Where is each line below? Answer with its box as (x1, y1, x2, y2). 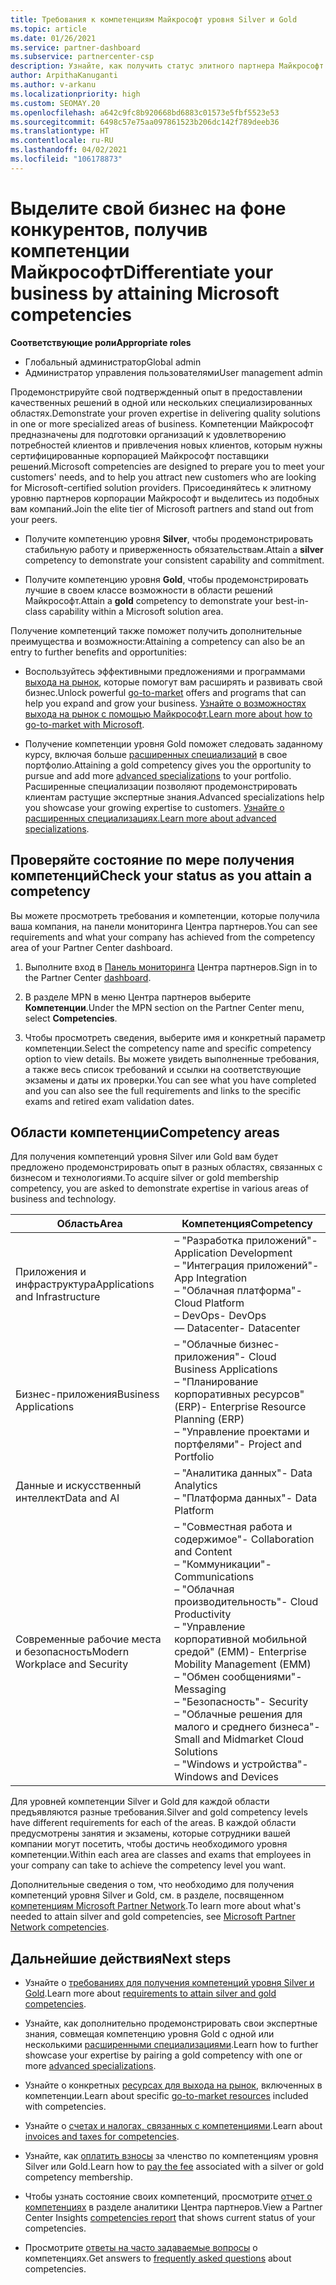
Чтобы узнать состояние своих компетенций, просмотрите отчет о (24, 2191, 313, 2203)
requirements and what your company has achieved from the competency (10, 931, 316, 943)
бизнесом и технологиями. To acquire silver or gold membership (10, 1172, 280, 1184)
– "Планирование (174, 1375, 259, 1389)
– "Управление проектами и (174, 1425, 310, 1439)
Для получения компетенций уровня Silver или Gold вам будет (10, 1151, 279, 1163)
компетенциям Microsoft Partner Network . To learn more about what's (10, 1900, 302, 1912)
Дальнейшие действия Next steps (10, 1950, 232, 1967)
